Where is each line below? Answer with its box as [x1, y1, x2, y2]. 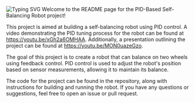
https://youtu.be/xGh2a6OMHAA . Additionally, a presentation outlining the [6, 36, 186, 43]
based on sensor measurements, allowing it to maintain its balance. [6, 66, 169, 73]
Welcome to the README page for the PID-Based [42, 6, 162, 12]
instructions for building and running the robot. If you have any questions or [6, 84, 189, 91]
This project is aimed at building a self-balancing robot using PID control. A [6, 24, 188, 30]
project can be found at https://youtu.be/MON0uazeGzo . [6, 42, 143, 49]
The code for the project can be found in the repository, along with [6, 78, 167, 84]
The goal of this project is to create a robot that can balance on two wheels [6, 54, 188, 61]
